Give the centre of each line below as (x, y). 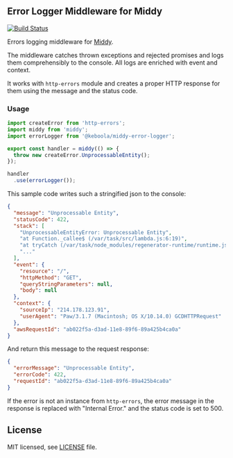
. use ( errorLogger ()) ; (45, 181)
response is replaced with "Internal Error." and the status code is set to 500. (115, 408)
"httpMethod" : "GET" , (51, 277)
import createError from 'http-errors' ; (67, 123)
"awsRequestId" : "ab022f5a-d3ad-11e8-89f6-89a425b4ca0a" (97, 329)
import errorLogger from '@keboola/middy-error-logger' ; (91, 136)
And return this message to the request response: (78, 349)
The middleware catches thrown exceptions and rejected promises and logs (115, 55)
